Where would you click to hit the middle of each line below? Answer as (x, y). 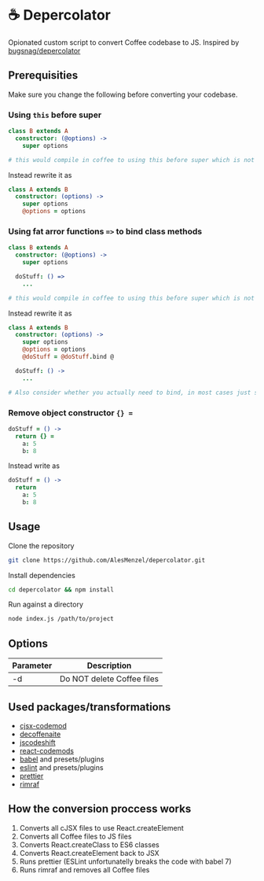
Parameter (32, 665)
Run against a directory (46, 605)
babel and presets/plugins (62, 759)
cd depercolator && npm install (61, 590)
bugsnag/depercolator (44, 50)
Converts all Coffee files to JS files (75, 836)
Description (109, 665)
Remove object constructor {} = (71, 412)
